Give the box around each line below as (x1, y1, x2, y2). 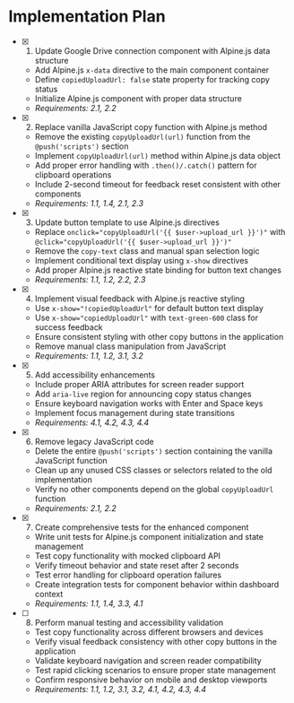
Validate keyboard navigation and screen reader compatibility (34, 655, 262, 665)
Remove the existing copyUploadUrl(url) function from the (34, 131, 251, 142)
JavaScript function (34, 455, 108, 465)
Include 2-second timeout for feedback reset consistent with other (34, 178, 281, 189)
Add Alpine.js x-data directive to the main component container (34, 65, 270, 75)
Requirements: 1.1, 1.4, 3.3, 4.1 (34, 598, 144, 609)
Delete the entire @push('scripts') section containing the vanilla (34, 446, 273, 456)
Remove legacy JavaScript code (34, 436, 154, 447)
